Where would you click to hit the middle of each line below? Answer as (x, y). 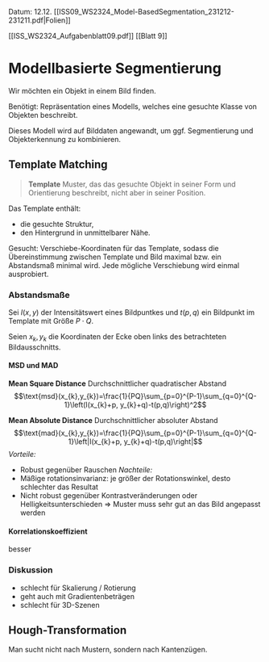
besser (20, 549)
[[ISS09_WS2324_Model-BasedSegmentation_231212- (144, 12)
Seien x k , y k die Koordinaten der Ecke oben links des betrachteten (118, 337)
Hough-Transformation (68, 630)
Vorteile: (22, 455)
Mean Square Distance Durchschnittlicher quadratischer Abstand (118, 383)
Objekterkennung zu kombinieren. (65, 139)
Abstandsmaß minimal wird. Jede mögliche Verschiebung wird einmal (124, 265)
